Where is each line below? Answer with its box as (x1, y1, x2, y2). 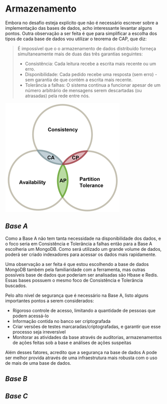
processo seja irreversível (12, 328, 66, 335)
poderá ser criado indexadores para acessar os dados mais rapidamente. (5, 251, 156, 257)
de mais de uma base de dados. (5, 360, 72, 366)
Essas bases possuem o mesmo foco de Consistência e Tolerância (5, 277, 143, 283)
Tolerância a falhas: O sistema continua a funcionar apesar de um (25, 82, 160, 88)
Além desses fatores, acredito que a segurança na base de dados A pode (5, 349, 157, 355)
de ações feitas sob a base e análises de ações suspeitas (12, 340, 131, 346)
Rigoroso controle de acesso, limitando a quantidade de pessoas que (12, 307, 156, 313)
